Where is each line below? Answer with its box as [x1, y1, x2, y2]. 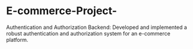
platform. [6, 36, 29, 43]
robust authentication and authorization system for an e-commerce [6, 30, 170, 37]
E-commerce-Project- [6, 4, 118, 18]
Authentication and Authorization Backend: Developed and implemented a [6, 24, 187, 31]
